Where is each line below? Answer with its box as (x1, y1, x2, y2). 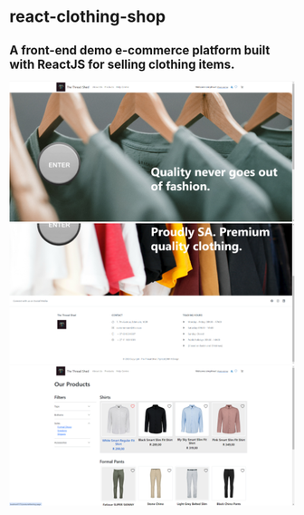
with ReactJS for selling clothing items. (9, 56, 235, 72)
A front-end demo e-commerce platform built (9, 43, 271, 58)
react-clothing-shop (9, 6, 166, 27)
